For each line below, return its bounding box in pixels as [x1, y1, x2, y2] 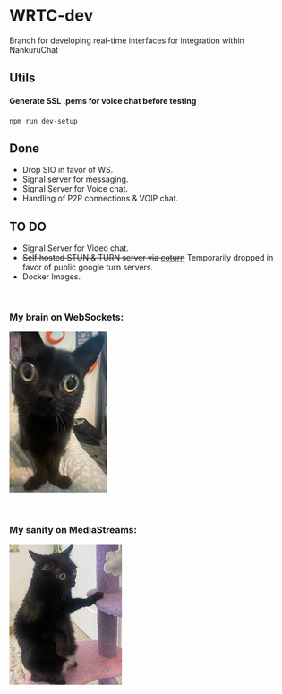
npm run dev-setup [9, 116, 78, 125]
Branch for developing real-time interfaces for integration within [9, 35, 244, 46]
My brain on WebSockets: [9, 311, 124, 323]
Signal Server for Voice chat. [21, 184, 128, 194]
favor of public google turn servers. [21, 261, 154, 273]
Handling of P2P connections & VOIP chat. [21, 193, 179, 204]
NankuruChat [9, 44, 59, 55]
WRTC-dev [9, 5, 94, 26]
